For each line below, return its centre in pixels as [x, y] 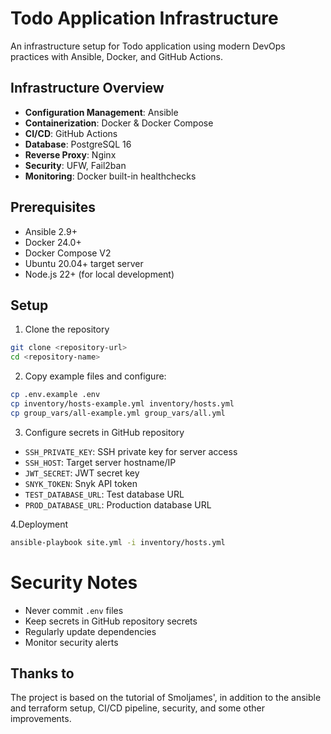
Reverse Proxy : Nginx [70, 154]
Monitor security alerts [71, 642]
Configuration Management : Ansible [101, 112]
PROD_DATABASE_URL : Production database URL [118, 504]
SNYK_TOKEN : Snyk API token [81, 483]
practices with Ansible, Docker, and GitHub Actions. [116, 56]
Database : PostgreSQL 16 [78, 144]
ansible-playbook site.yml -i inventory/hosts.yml [118, 542]
